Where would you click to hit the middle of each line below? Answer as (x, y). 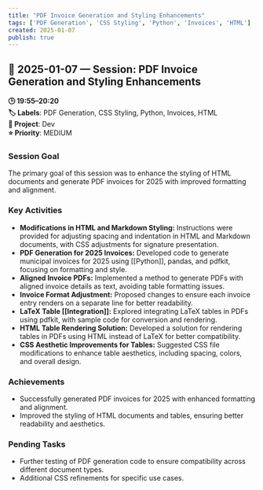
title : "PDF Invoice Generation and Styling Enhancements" (107, 15)
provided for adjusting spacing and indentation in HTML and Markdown (135, 236)
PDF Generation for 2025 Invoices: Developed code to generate (124, 252)
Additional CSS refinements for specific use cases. (102, 478)
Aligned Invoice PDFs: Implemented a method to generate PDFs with (131, 278)
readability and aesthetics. (62, 424)
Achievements (37, 381)
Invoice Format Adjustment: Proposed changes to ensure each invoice (135, 294)
